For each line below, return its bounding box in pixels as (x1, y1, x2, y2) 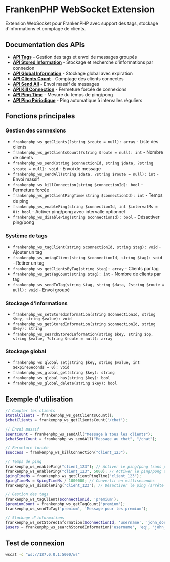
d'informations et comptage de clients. (5, 25, 86, 31)
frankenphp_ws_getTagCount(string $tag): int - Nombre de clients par (12, 271, 161, 277)
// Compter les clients (5, 408, 56, 413)
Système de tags (5, 232, 48, 239)
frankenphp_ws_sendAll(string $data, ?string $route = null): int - (12, 171, 159, 177)
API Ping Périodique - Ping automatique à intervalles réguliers (12, 97, 143, 103)
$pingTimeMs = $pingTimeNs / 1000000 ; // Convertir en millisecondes (5, 478, 155, 483)
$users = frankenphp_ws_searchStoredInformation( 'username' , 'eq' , (5, 524, 151, 530)
